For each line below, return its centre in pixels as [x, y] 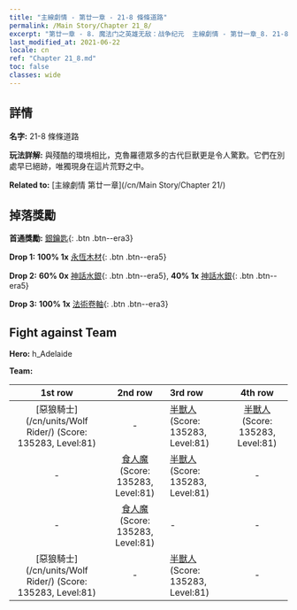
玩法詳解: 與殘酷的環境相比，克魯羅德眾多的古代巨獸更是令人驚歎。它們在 [143, 155]
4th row [257, 393]
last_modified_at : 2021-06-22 [65, 42]
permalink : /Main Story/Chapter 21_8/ [80, 26]
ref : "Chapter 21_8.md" [53, 58]
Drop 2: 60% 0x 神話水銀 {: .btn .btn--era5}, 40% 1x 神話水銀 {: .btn [132, 276]
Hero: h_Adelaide [41, 354]
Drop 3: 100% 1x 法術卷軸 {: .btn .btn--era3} [89, 304]
